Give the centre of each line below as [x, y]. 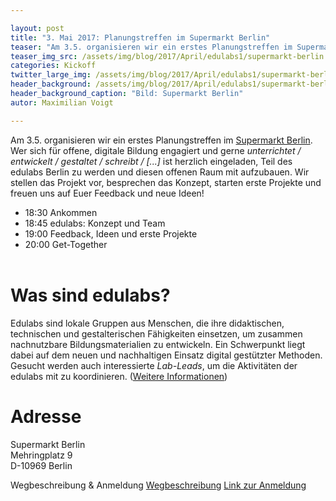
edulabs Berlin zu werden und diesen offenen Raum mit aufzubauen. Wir [160, 172]
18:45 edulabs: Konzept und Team [95, 223]
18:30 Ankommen [61, 212]
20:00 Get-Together [66, 244]
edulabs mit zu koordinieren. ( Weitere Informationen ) [119, 376]
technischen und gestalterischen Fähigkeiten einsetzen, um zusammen [156, 333]
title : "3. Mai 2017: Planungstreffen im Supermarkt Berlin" [140, 37]
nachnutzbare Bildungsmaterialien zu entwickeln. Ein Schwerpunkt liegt [158, 344]
